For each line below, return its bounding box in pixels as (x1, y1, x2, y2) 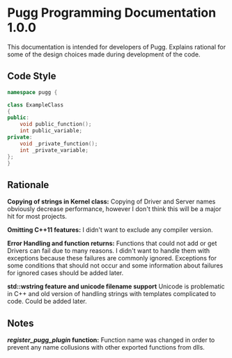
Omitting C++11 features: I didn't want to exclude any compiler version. (7, 226, 214, 234)
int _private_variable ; (20, 146, 89, 154)
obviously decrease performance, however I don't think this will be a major (7, 205, 222, 213)
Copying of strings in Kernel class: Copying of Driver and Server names (7, 197, 216, 206)
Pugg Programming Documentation (7, 5, 217, 21)
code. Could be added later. (7, 297, 87, 306)
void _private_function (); (20, 140, 98, 147)
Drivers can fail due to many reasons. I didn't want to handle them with (7, 247, 210, 255)
